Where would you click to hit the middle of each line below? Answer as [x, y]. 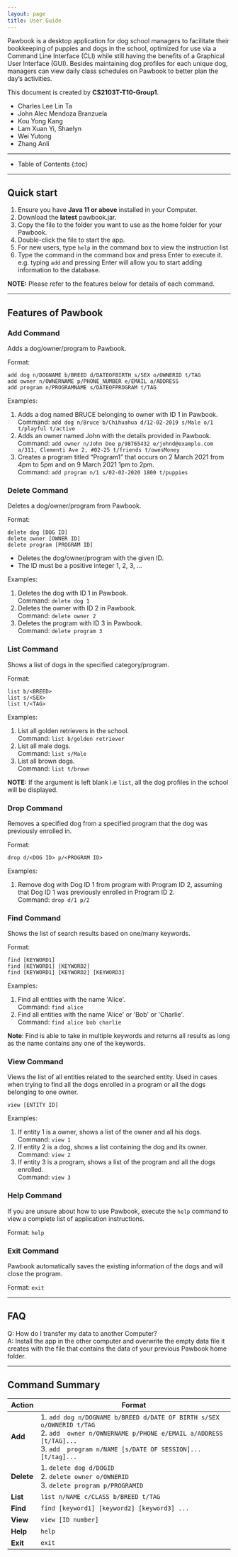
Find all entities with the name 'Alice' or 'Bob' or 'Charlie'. [101, 1015]
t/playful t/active [46, 429]
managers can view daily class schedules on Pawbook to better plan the [113, 71]
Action [22, 1405]
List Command [33, 649]
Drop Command [35, 808]
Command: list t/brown [53, 768]
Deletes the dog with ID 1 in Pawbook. [73, 593]
